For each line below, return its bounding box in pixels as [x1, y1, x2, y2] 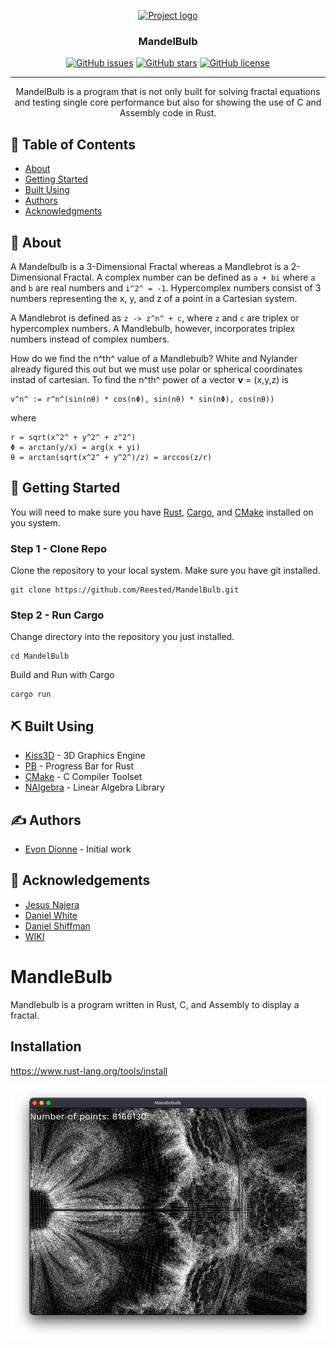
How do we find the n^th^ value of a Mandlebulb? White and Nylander [10, 352, 298, 364]
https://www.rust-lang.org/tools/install [10, 1065, 168, 1077]
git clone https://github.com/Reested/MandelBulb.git [10, 585, 240, 595]
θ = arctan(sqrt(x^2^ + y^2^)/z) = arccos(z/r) [10, 452, 213, 462]
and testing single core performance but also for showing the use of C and [14, 96, 322, 109]
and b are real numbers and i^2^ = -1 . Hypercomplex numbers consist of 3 [10, 281, 322, 294]
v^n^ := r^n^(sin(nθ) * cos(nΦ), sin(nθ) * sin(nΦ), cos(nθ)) [10, 394, 275, 404]
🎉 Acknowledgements [10, 872, 151, 889]
